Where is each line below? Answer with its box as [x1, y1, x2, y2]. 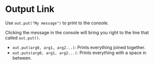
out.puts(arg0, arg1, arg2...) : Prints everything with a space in [12, 50, 147, 56]
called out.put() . [5, 35, 40, 41]
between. [12, 55, 32, 61]
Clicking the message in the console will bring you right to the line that [5, 29, 149, 35]
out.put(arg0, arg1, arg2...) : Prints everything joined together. [12, 44, 146, 50]
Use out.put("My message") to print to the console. [5, 20, 109, 26]
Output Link [5, 3, 55, 15]
